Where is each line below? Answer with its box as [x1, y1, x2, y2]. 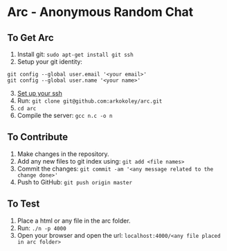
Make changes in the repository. [17, 150, 109, 158]
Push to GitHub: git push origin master [17, 178, 133, 186]
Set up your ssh [17, 89, 62, 97]
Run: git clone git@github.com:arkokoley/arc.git [17, 96, 163, 105]
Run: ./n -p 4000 [17, 223, 67, 232]
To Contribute [7, 131, 69, 143]
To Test [7, 198, 40, 210]
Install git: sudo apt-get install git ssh [17, 50, 134, 58]
